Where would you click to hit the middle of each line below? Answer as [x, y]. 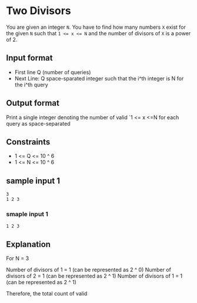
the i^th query [31, 85]
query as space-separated [38, 123]
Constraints [28, 142]
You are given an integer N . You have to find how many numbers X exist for [96, 27]
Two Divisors [39, 11]
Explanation [29, 244]
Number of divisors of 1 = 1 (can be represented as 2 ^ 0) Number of [89, 270]
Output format [33, 103]
